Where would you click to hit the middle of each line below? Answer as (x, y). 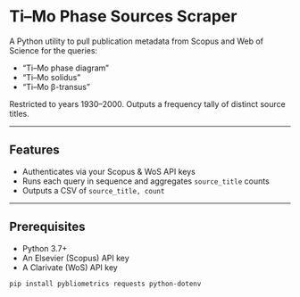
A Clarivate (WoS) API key (70, 267)
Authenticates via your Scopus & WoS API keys (109, 171)
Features (34, 150)
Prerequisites (47, 227)
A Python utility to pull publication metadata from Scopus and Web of (137, 41)
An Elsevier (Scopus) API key (75, 258)
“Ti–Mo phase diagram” (66, 68)
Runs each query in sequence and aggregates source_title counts (146, 181)
